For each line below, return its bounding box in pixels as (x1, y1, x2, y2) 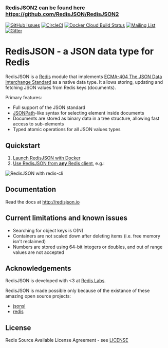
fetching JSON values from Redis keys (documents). (5, 84, 117, 91)
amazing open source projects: (5, 293, 71, 299)
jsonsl (12, 303, 26, 309)
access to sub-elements (12, 121, 64, 127)
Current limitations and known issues (5, 214, 127, 223)
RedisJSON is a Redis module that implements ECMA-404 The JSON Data (5, 74, 162, 80)
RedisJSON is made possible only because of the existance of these (5, 287, 150, 294)
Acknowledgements (5, 264, 71, 273)
